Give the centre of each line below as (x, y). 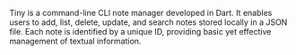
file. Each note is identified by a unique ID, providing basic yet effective (140, 31)
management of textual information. (75, 41)
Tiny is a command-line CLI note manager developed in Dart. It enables (141, 13)
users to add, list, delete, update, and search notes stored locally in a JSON (148, 22)
